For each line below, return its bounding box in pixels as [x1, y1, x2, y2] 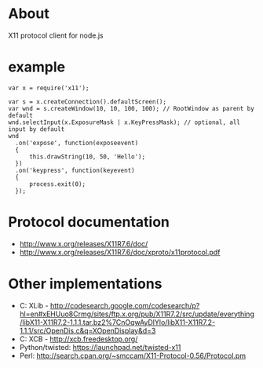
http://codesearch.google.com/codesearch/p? [49, 301, 200, 310]
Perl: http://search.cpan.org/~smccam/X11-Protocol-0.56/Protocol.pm [19, 351, 246, 360]
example [8, 58, 66, 76]
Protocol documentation [8, 213, 170, 231]
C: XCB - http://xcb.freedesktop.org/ [19, 334, 138, 344]
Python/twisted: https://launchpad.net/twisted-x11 [19, 342, 181, 352]
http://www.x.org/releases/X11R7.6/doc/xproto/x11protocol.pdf [19, 247, 221, 257]
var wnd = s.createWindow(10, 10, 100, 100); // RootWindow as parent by [8, 104, 255, 112]
